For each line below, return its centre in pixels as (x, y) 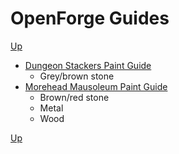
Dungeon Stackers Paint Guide (88, 65)
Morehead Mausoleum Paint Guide (96, 86)
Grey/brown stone (77, 76)
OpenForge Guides (90, 18)
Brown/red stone (74, 97)
